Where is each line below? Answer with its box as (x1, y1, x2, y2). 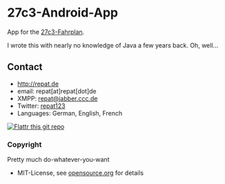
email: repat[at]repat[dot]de (17, 86, 97, 95)
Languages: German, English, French (17, 109, 123, 117)
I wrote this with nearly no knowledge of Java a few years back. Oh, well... (7, 41, 219, 49)
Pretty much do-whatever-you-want (7, 156, 110, 164)
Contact (7, 61, 43, 73)
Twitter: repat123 (17, 102, 66, 110)
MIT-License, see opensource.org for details (17, 169, 144, 177)
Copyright (7, 140, 42, 149)
